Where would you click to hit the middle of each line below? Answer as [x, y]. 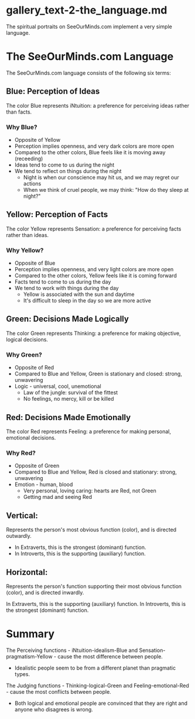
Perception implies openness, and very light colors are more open [94, 269]
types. [22, 674]
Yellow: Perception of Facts [57, 214]
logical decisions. [27, 339]
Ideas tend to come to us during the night [64, 165]
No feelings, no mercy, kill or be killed [69, 399]
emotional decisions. [31, 438]
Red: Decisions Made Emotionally [69, 417]
